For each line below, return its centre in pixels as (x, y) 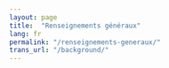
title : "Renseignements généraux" (75, 26)
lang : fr (25, 34)
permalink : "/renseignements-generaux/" (85, 42)
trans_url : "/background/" (59, 50)
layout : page (33, 17)
